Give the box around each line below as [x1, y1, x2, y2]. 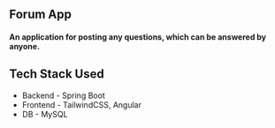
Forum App [9, 7, 73, 22]
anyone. [9, 41, 41, 51]
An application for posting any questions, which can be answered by [9, 31, 267, 42]
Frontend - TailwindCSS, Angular [21, 99, 141, 109]
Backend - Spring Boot [21, 90, 106, 101]
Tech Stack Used [9, 66, 104, 82]
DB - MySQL [21, 109, 68, 119]
